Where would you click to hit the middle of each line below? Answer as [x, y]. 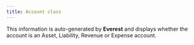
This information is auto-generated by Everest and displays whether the [97, 29]
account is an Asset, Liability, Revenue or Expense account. [81, 35]
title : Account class [34, 12]
